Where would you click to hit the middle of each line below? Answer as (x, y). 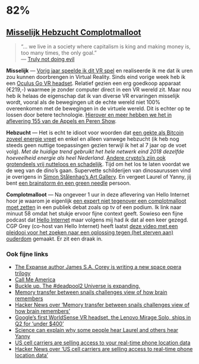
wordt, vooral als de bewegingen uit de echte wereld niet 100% (83, 102)
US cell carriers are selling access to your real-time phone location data (102, 343)
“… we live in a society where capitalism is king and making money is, (106, 46)
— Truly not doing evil (48, 59)
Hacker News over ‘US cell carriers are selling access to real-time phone (104, 349)
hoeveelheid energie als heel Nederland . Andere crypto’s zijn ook (86, 158)
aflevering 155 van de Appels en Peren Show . (61, 121)
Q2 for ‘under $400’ (39, 324)
